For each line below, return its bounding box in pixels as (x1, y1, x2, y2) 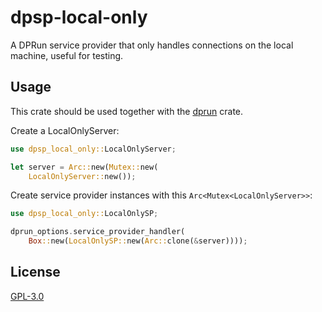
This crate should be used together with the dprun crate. (10, 105, 244, 117)
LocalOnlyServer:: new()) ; (28, 171, 137, 181)
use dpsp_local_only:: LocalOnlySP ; (10, 209, 159, 219)
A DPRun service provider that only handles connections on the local (10, 39, 294, 51)
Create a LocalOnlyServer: (10, 124, 120, 136)
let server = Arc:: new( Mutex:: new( (10, 162, 159, 172)
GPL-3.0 (10, 290, 45, 302)
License (10, 264, 61, 281)
